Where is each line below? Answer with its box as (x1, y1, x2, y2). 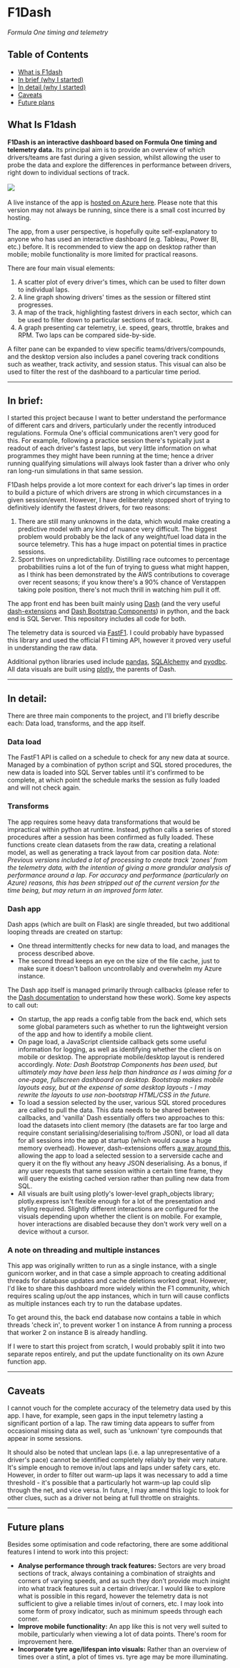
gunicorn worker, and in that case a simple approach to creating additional (7, 1269, 226, 1278)
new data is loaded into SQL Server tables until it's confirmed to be (7, 768, 205, 777)
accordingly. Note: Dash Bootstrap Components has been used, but (17, 1061, 218, 1069)
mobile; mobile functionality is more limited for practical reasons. (7, 249, 199, 258)
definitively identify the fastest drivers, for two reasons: (7, 503, 171, 512)
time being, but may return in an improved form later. (7, 885, 164, 894)
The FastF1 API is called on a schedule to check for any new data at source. (7, 753, 230, 762)
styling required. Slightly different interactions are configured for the (17, 1205, 219, 1213)
